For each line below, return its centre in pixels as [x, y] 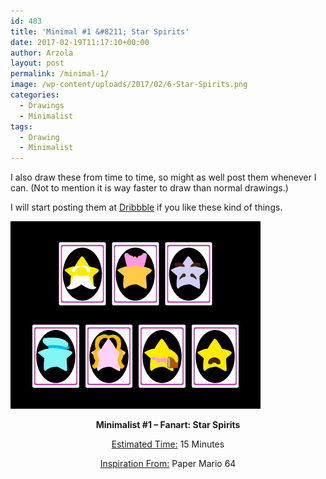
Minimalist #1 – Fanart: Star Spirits [168, 425]
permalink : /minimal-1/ [60, 74]
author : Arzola [42, 53]
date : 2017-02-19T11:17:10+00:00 [80, 42]
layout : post [37, 63]
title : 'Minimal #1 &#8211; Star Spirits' [100, 31]
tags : [21, 126]
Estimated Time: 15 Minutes [168, 444]
